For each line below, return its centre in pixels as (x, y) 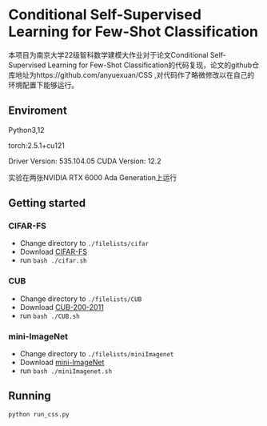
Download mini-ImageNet (62, 363)
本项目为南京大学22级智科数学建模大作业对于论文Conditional (108, 54)
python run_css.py (39, 414)
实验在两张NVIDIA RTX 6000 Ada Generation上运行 (93, 177)
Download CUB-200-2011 (62, 307)
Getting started (47, 203)
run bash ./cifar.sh (53, 260)
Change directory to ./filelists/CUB (81, 299)
